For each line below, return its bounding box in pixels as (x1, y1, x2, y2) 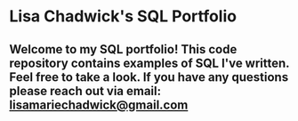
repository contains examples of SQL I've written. (9, 55, 290, 70)
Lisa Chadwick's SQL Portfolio (9, 6, 238, 27)
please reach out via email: (9, 83, 162, 99)
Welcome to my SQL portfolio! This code (9, 42, 238, 57)
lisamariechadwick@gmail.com (9, 97, 189, 112)
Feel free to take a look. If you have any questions (9, 69, 289, 85)
